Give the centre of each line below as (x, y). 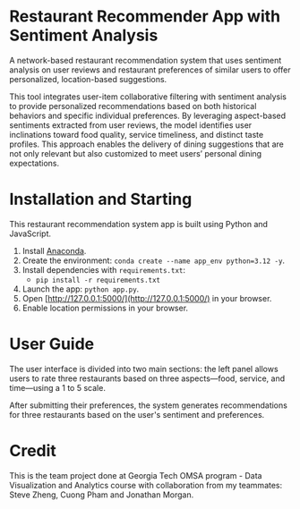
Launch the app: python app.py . (81, 289)
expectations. (34, 163)
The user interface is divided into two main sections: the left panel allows (144, 369)
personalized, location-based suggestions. (88, 79)
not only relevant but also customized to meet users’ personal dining (136, 153)
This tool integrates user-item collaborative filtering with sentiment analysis (148, 97)
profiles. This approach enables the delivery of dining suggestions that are (147, 144)
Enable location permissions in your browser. (105, 308)
